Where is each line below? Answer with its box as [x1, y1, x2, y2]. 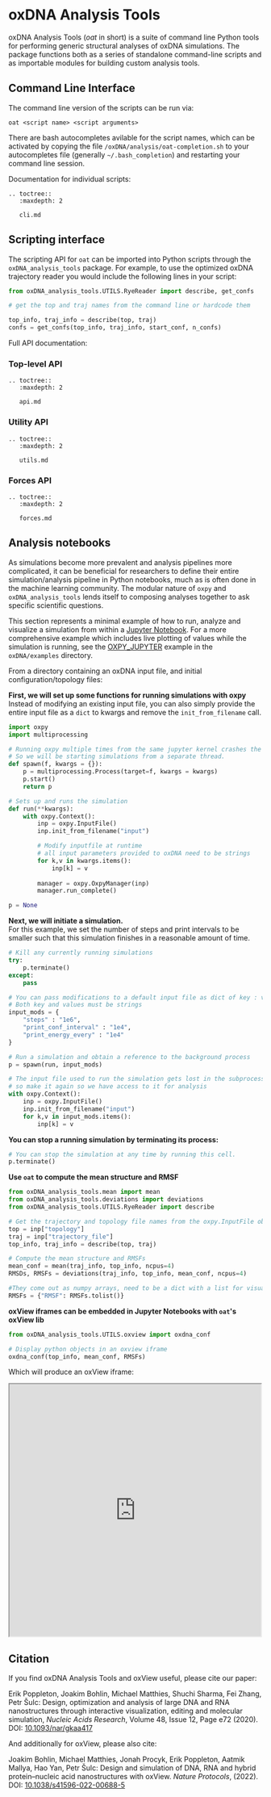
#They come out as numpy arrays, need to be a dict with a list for [8, 1284, 244, 1292]
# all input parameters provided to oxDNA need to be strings [37, 849, 251, 857]
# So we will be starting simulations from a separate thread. [8, 752, 226, 760]
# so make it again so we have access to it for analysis [8, 1083, 207, 1091]
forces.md [19, 514, 52, 522]
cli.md [19, 211, 42, 219]
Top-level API [8, 358, 63, 369]
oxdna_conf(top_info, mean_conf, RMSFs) [8, 1352, 147, 1361]
